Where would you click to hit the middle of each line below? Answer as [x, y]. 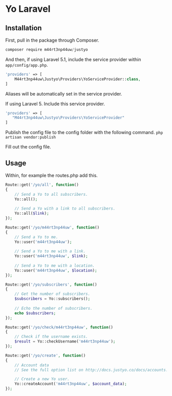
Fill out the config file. [28, 147]
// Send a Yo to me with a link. [50, 251]
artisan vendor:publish [31, 137]
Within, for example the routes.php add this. [52, 175]
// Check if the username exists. [51, 337]
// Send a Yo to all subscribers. [51, 194]
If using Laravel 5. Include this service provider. [55, 104]
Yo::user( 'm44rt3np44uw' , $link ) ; [51, 256]
